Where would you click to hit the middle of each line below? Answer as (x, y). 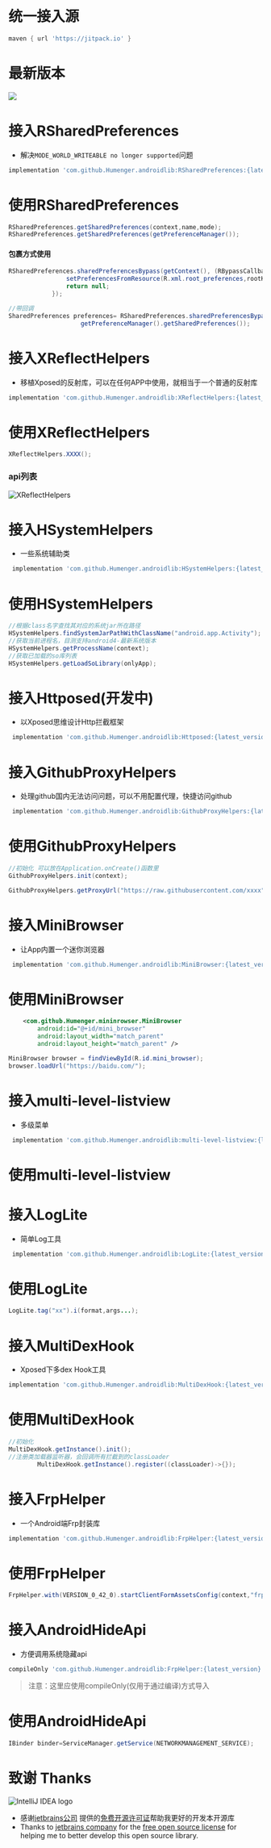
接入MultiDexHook (71, 1346)
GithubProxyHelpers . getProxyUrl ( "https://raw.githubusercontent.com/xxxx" (137, 890)
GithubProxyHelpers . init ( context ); (68, 876)
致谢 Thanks (50, 1778)
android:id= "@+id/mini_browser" (92, 1029)
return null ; (88, 286)
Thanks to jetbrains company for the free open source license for (128, 1827)
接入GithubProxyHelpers (92, 772)
